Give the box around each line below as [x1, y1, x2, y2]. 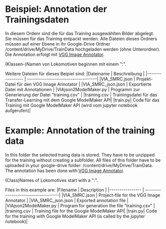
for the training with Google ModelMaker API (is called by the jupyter [5, 213, 145, 219]
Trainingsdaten [5, 14, 69, 25]
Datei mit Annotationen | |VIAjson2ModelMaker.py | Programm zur [5, 86, 140, 92]
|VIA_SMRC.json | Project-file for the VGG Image [61, 192, 161, 198]
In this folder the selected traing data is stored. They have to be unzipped [5, 152, 155, 158]
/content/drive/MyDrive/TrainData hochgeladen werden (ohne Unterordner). [5, 46, 161, 52]
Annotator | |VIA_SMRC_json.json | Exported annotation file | [5, 197, 129, 203]
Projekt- [136, 76, 153, 82]
